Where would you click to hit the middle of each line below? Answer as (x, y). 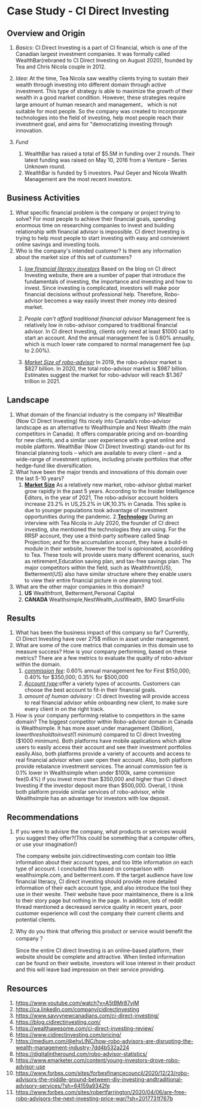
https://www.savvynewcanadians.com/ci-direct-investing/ (87, 1016)
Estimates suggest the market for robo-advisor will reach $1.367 (103, 375)
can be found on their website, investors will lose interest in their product (105, 963)
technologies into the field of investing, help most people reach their (100, 118)
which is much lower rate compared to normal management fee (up (107, 344)
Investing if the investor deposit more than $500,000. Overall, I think (100, 786)
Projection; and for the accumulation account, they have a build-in (106, 542)
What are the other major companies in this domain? (80, 587)
